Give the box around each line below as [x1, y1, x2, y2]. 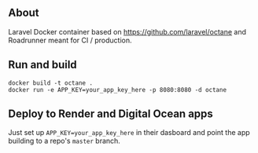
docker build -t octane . [8, 78, 93, 87]
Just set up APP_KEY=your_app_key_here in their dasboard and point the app [8, 128, 250, 137]
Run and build [8, 58, 77, 71]
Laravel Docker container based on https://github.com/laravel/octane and [8, 27, 246, 36]
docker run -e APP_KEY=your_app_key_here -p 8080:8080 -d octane [8, 86, 227, 93]
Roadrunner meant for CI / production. [8, 35, 132, 45]
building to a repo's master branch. [8, 137, 120, 146]
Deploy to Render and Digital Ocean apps [8, 107, 214, 121]
